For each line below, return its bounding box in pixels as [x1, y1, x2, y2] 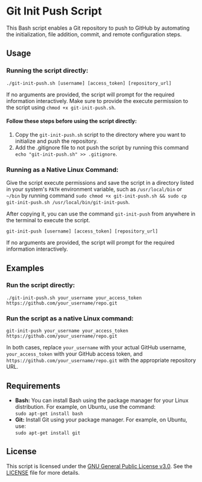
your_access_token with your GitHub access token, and [6, 350, 143, 358]
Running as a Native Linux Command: [6, 165, 119, 174]
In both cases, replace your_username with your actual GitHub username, [6, 344, 186, 351]
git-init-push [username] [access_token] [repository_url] [6, 228, 158, 234]
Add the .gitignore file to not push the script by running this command [15, 144, 189, 151]
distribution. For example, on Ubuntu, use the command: [15, 403, 156, 410]
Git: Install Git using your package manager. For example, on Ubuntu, [15, 416, 187, 423]
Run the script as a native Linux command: [6, 314, 134, 322]
